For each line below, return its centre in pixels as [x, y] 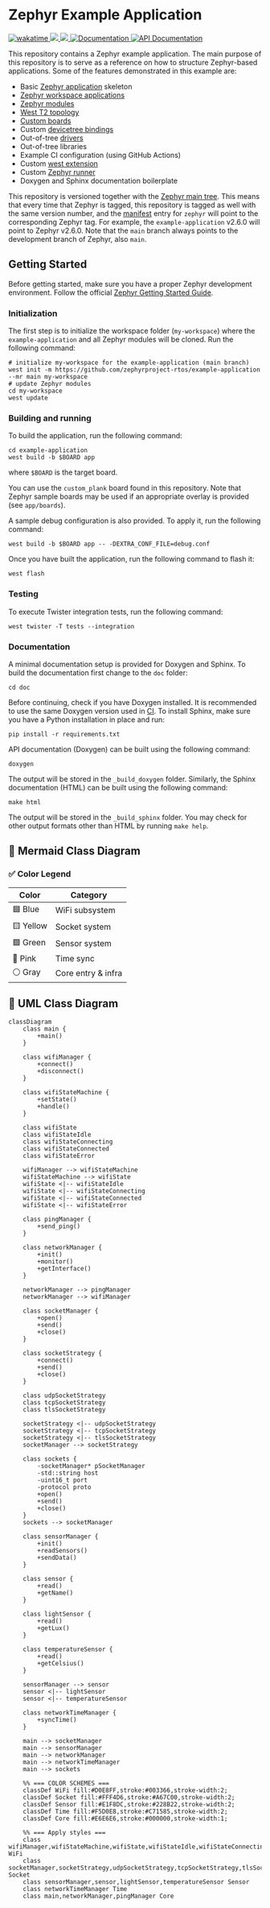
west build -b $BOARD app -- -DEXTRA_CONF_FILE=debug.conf [109, 544]
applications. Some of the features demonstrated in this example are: [123, 71]
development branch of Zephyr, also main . [78, 238]
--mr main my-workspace [48, 377]
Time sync [75, 958]
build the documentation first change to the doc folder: [98, 672]
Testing [23, 594]
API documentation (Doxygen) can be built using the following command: [129, 749]
